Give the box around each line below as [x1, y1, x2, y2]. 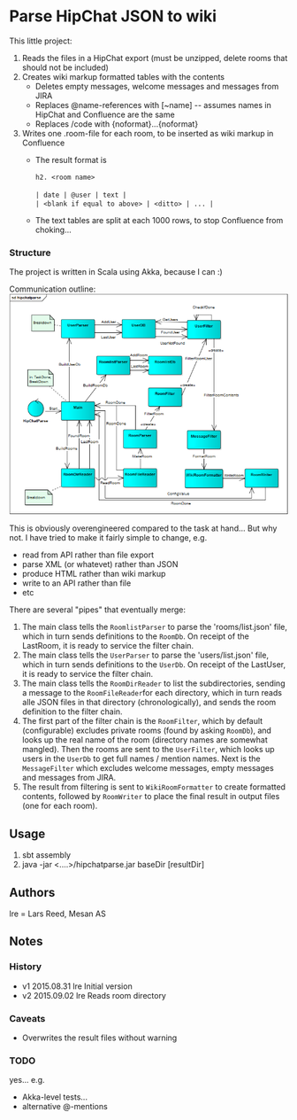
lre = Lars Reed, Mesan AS [9, 908, 106, 919]
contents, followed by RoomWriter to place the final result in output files [21, 791, 280, 802]
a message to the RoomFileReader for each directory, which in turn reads [21, 688, 283, 698]
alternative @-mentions [21, 1101, 108, 1112]
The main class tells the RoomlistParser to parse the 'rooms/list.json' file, [21, 622, 288, 633]
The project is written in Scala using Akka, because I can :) [9, 267, 223, 277]
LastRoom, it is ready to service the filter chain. [21, 641, 194, 651]
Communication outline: [9, 284, 96, 294]
